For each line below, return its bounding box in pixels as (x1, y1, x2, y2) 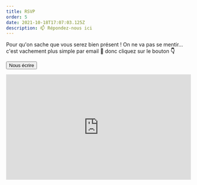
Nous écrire (9, 62, 35, 69)
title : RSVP (6, 8, 35, 15)
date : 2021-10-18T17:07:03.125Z (6, 19, 85, 25)
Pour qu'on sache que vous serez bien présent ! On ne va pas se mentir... (6, 41, 184, 48)
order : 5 (6, 14, 28, 20)
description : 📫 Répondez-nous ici (6, 25, 93, 31)
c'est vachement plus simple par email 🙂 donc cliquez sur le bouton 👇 (6, 48, 175, 55)
